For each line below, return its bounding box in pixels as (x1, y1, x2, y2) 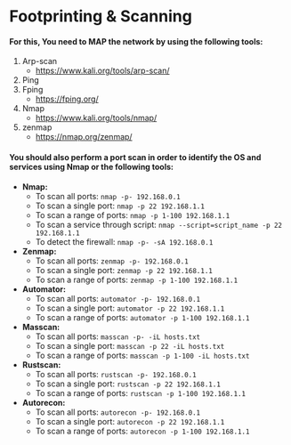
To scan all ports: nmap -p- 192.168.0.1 (35, 190, 181, 201)
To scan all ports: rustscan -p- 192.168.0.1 (35, 368, 198, 379)
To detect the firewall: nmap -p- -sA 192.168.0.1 (35, 236, 214, 247)
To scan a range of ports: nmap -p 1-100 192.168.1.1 (35, 209, 230, 220)
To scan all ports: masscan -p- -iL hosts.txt (35, 331, 201, 342)
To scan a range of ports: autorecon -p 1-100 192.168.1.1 (35, 425, 250, 436)
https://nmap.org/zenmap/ (35, 132, 133, 142)
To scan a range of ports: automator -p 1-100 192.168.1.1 (35, 311, 250, 322)
